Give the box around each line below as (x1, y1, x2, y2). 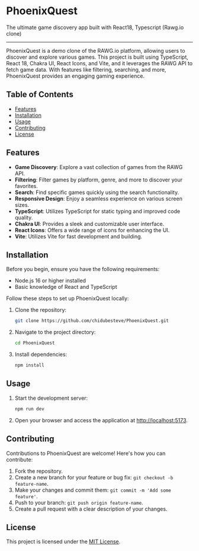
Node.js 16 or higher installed (14, 277, 86, 284)
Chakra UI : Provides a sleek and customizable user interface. (14, 220, 165, 227)
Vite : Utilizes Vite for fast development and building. (14, 232, 143, 240)
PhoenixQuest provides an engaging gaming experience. (6, 72, 145, 79)
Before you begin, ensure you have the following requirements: (6, 266, 160, 273)
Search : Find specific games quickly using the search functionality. (14, 189, 179, 196)
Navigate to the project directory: (14, 329, 96, 336)
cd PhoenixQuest (14, 340, 55, 346)
